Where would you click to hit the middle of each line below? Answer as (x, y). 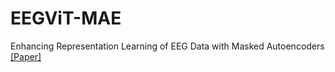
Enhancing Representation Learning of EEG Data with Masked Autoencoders (167, 46)
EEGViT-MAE (66, 18)
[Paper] (26, 56)
